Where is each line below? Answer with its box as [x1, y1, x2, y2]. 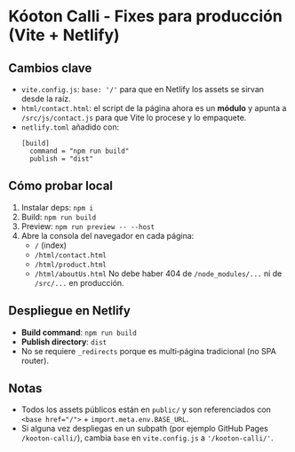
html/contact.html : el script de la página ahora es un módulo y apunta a [20, 103, 287, 113]
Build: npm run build [20, 211, 97, 222]
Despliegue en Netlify [8, 304, 131, 319]
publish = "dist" [29, 155, 94, 163]
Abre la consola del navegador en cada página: [20, 230, 195, 241]
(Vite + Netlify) [8, 25, 121, 45]
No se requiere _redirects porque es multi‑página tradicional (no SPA [20, 345, 276, 356]
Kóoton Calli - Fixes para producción [8, 6, 283, 27]
